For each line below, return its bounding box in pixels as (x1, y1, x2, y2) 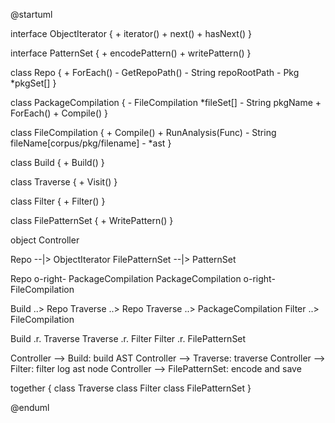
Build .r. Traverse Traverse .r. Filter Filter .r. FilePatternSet (10, 333, 247, 344)
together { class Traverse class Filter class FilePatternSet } (10, 382, 252, 394)
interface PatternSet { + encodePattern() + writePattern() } (10, 47, 252, 59)
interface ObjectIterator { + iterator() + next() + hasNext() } (10, 28, 253, 39)
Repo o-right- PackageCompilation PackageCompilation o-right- (10, 273, 276, 284)
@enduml (10, 402, 50, 413)
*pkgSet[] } (10, 77, 57, 89)
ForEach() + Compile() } (10, 107, 109, 119)
